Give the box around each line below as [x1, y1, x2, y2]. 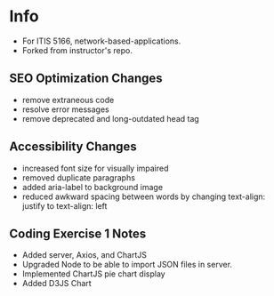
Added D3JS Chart [21, 278, 92, 289]
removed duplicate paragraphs [21, 172, 136, 183]
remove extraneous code [21, 94, 115, 105]
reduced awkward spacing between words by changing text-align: [21, 191, 266, 202]
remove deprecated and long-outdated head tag [21, 113, 200, 124]
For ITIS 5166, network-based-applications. [21, 36, 181, 46]
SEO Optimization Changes [9, 71, 163, 86]
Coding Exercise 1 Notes [9, 226, 147, 241]
